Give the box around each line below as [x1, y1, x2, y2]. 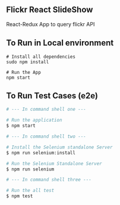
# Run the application [6, 117, 62, 123]
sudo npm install [6, 59, 49, 65]
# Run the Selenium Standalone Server [6, 160, 102, 166]
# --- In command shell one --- [6, 107, 86, 113]
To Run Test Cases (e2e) [6, 91, 98, 101]
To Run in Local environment [6, 38, 114, 48]
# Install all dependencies [6, 54, 76, 60]
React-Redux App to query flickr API [6, 20, 95, 27]
